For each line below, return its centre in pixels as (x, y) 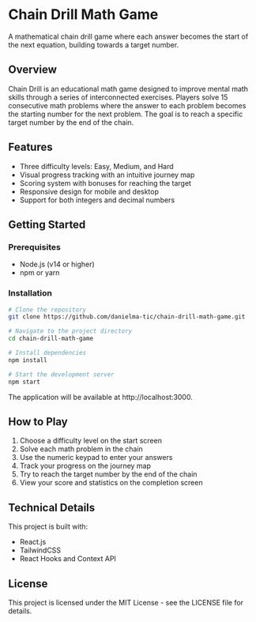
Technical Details (52, 507)
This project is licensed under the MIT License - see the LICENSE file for (126, 602)
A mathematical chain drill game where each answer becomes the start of (128, 36)
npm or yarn (40, 273)
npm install (28, 360)
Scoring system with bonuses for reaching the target (105, 183)
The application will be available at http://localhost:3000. (101, 397)
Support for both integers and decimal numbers (97, 200)
